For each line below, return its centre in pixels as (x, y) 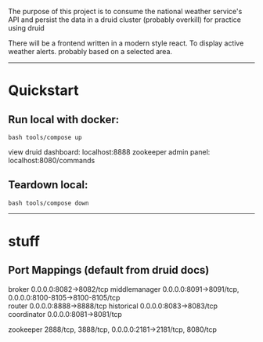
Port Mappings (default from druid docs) (109, 270)
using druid (26, 28)
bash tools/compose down (49, 203)
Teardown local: (48, 185)
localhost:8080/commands (52, 160)
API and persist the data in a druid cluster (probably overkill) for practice (124, 20)
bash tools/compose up (45, 137)
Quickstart (44, 91)
